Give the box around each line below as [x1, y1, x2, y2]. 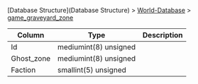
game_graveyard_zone [7, 13, 74, 22]
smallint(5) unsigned [57, 65, 126, 75]
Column [17, 30, 45, 40]
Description [142, 30, 183, 40]
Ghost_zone [11, 54, 51, 63]
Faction [11, 65, 36, 75]
